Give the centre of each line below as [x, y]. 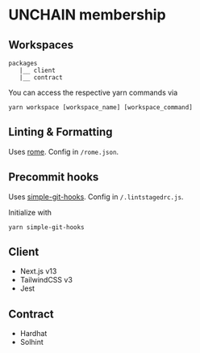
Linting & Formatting [60, 132]
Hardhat [33, 334]
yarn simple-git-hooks [46, 227]
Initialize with [30, 212]
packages [23, 63]
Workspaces [41, 45]
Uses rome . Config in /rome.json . [64, 151]
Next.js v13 [38, 271]
